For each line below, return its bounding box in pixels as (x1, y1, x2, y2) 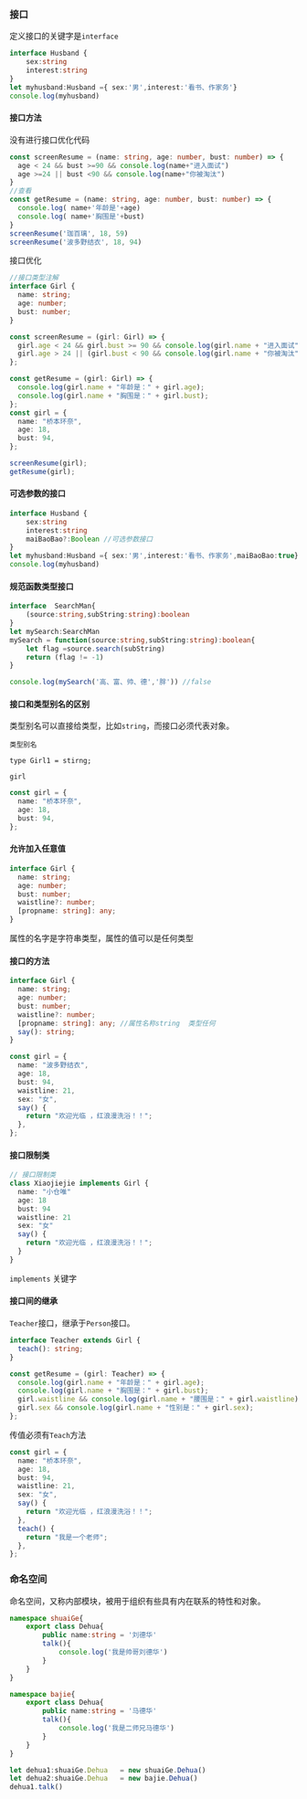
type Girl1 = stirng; (9, 757, 92, 766)
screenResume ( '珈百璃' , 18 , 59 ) (9, 228, 129, 238)
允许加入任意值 (9, 843, 66, 854)
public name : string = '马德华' (42, 1707, 157, 1716)
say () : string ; (17, 1027, 76, 1036)
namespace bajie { (9, 1689, 76, 1698)
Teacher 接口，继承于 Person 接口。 (9, 1318, 135, 1328)
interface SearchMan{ (9, 601, 96, 611)
